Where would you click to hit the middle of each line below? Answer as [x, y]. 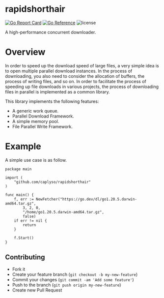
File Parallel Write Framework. [42, 126]
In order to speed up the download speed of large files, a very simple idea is [82, 65]
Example [23, 147]
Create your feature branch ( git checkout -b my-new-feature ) [75, 274]
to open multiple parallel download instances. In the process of [69, 71]
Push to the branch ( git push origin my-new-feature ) [67, 285]
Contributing [25, 257]
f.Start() [24, 238]
